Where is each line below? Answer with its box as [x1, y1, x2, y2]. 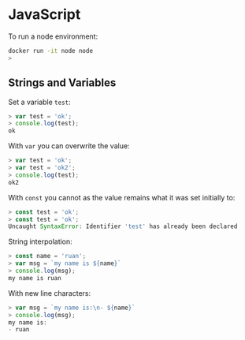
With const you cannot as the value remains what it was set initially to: [8, 192, 236, 202]
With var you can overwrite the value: [8, 141, 130, 151]
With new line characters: [8, 288, 91, 297]
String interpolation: [8, 237, 72, 246]
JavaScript [8, 6, 81, 24]
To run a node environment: [8, 32, 98, 41]
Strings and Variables [8, 77, 117, 90]
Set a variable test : [8, 97, 71, 106]
